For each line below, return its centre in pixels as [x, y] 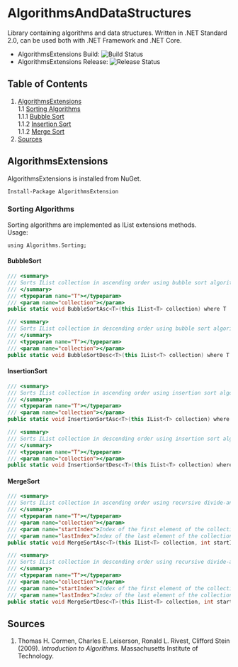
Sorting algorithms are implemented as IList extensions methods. [102, 225]
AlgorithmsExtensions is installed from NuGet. [74, 178]
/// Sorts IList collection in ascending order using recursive [104, 503]
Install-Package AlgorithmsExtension [63, 191]
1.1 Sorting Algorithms [49, 109]
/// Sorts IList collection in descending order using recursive [106, 562]
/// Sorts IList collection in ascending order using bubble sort [107, 282]
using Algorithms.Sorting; [47, 245]
